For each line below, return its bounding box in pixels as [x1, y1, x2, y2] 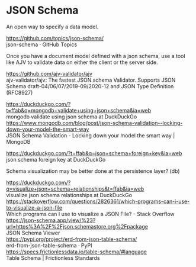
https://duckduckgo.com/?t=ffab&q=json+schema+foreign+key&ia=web [6, 149, 182, 157]
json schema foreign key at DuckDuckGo [6, 156, 106, 163]
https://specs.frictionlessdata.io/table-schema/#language [6, 248, 147, 255]
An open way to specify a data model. [6, 23, 99, 30]
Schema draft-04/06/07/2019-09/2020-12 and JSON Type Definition [6, 82, 174, 89]
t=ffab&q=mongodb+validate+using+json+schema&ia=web [6, 107, 152, 114]
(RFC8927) [6, 89, 33, 96]
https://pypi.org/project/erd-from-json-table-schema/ [6, 235, 137, 243]
